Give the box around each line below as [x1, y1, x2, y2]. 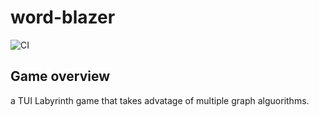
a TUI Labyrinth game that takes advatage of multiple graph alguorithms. [10, 94, 310, 106]
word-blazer [10, 6, 116, 29]
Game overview [10, 68, 111, 85]
